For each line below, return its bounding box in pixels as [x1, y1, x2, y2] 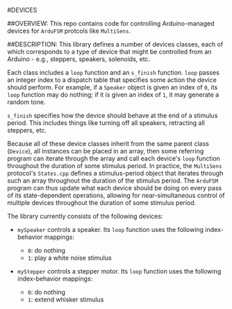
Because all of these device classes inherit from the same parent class [7, 140, 210, 148]
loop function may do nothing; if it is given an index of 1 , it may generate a [7, 90, 219, 99]
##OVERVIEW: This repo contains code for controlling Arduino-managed [7, 19, 215, 27]
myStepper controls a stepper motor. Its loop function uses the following [17, 267, 222, 275]
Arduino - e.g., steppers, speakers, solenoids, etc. [7, 55, 151, 63]
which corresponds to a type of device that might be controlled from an [7, 48, 212, 56]
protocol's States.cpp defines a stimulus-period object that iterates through [7, 169, 224, 177]
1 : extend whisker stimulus [27, 295, 104, 303]
